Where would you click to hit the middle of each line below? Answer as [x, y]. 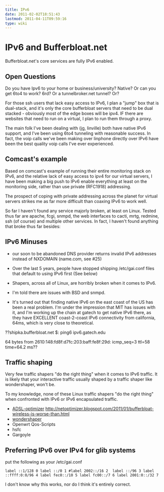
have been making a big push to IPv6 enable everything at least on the [76, 181]
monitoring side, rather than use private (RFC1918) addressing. [68, 186]
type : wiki [16, 23]
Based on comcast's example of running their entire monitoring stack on [78, 171]
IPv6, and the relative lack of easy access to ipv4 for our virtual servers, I [79, 176]
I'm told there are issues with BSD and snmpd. [59, 293]
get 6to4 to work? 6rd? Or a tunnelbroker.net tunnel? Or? [62, 93]
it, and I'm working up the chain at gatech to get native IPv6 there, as [82, 312]
